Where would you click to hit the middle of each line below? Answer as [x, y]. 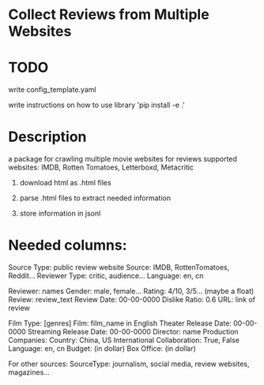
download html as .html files [66, 183]
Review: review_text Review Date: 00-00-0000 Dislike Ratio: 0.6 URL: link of [132, 299]
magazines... [29, 372]
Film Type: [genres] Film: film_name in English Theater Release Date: [120, 323]
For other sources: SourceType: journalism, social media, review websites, [129, 364]
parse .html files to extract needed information [95, 198]
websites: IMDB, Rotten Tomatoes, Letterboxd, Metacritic [101, 167]
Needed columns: [68, 245]
